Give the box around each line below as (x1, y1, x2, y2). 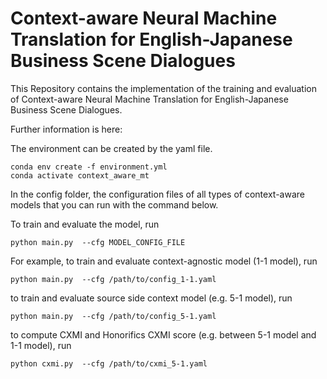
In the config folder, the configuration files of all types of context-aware (10, 188, 305, 200)
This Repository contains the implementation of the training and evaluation (10, 82, 317, 94)
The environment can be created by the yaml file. (10, 142, 213, 154)
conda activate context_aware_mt (10, 170, 150, 181)
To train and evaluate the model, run (10, 218, 160, 230)
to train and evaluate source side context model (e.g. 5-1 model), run (10, 292, 293, 304)
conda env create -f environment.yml (10, 162, 168, 172)
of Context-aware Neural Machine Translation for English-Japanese (10, 93, 289, 105)
